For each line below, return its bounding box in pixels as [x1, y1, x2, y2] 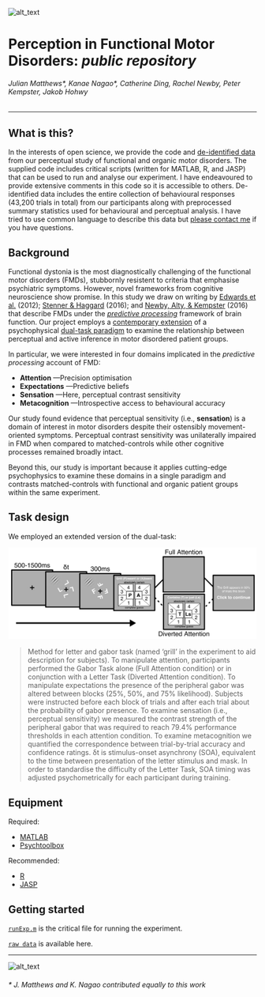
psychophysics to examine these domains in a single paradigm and [8, 471, 226, 481]
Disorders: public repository [8, 52, 197, 70]
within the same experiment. [8, 488, 101, 497]
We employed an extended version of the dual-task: [8, 531, 177, 541]
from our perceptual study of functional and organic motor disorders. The [8, 156, 247, 165]
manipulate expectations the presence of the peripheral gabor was [27, 681, 244, 690]
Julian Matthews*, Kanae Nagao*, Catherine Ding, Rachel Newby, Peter [8, 78, 241, 88]
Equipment [8, 795, 63, 810]
